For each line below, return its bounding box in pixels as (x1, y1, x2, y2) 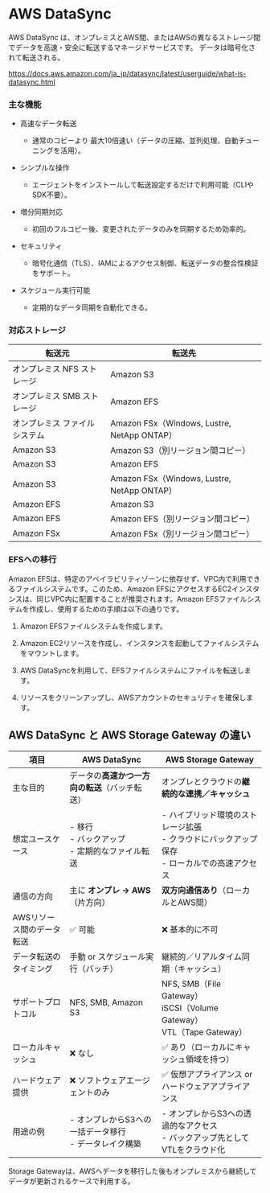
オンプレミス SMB (12, 390, 81, 401)
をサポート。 (31, 269, 75, 278)
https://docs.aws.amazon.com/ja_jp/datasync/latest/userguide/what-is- (8, 68, 247, 78)
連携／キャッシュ (185, 788, 251, 799)
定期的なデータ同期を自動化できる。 (31, 302, 153, 312)
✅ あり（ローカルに (161, 1041, 235, 1052)
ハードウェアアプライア (161, 1080, 251, 1092)
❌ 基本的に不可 (161, 924, 219, 935)
